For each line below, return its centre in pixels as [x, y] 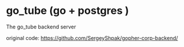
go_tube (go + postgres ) [68, 11]
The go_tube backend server [41, 27]
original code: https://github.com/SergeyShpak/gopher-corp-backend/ [92, 38]
